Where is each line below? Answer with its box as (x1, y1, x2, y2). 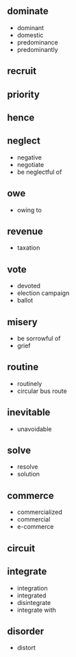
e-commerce (16, 523, 54, 531)
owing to (16, 205, 42, 214)
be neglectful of (16, 168, 62, 176)
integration (16, 584, 48, 592)
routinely (16, 379, 42, 387)
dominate (7, 5, 49, 17)
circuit (7, 542, 36, 554)
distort (16, 643, 36, 652)
